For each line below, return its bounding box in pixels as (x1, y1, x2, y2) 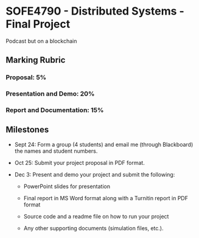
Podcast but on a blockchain (5, 37, 77, 44)
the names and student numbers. (14, 147, 98, 155)
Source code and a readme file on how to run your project (23, 212, 169, 220)
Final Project (5, 17, 71, 31)
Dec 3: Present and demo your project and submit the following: (14, 170, 175, 178)
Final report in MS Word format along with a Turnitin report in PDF (23, 194, 188, 201)
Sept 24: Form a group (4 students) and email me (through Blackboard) (14, 141, 194, 148)
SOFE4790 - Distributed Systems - (5, 4, 185, 18)
